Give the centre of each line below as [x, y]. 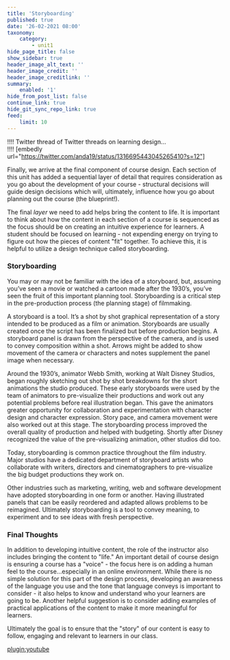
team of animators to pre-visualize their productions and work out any [106, 395]
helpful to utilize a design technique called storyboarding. [88, 249]
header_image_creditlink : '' [49, 77]
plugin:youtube [28, 649]
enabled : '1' [38, 90]
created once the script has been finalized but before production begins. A [112, 331]
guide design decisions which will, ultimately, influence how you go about [111, 191]
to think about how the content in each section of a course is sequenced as [113, 219]
